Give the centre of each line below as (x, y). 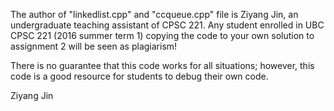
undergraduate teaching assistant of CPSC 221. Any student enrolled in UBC (167, 25)
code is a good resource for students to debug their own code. (139, 76)
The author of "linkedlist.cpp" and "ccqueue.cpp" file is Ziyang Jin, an (154, 14)
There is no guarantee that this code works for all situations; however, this (162, 65)
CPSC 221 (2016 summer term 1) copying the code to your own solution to (162, 35)
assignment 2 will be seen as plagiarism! (94, 46)
